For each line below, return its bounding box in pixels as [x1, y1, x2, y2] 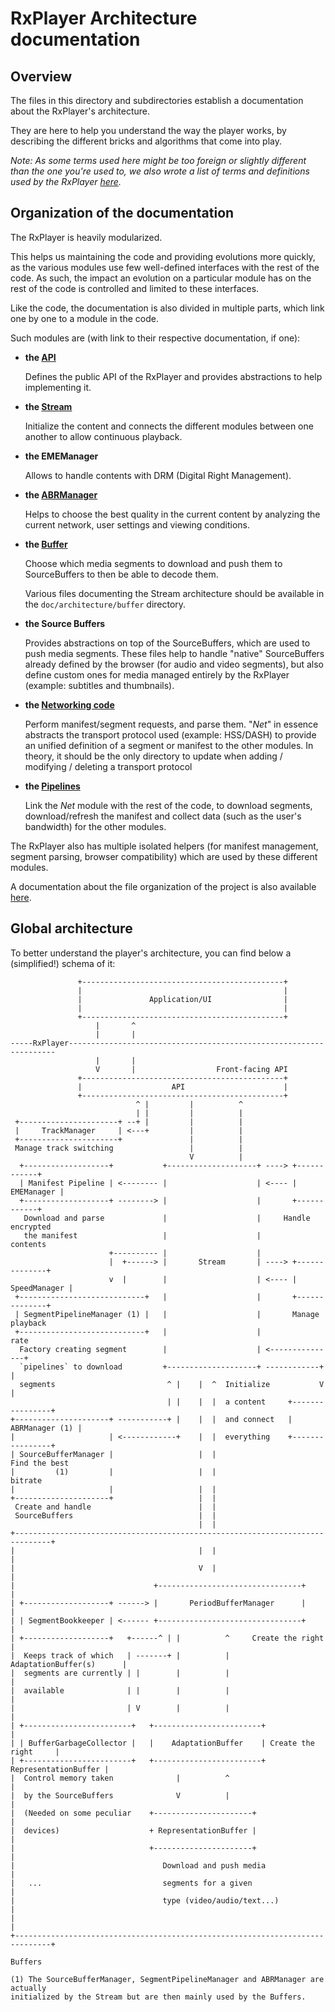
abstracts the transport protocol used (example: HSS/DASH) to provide [24, 728, 317, 741]
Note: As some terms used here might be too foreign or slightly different [10, 155, 307, 166]
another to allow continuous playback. [24, 430, 183, 442]
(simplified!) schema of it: [10, 957, 116, 969]
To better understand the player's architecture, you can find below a [10, 947, 292, 959]
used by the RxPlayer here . [10, 176, 122, 187]
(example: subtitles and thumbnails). [24, 679, 175, 691]
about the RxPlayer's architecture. [10, 105, 151, 117]
